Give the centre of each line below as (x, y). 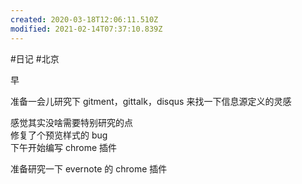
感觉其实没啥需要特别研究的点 (71, 122)
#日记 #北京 (35, 58)
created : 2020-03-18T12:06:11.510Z (84, 19)
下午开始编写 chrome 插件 (64, 147)
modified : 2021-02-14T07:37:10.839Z (86, 29)
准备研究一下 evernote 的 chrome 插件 (89, 168)
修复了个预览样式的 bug (59, 135)
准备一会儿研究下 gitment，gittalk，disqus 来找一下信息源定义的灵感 (151, 101)
